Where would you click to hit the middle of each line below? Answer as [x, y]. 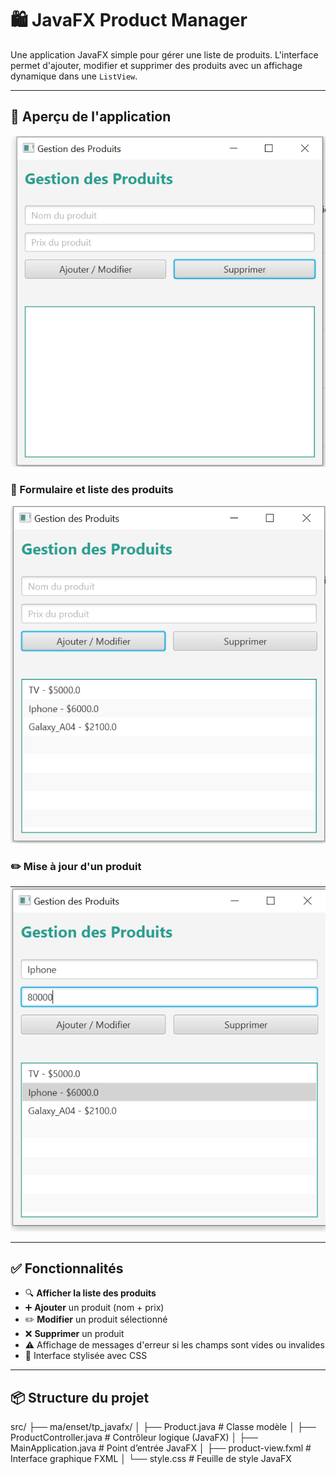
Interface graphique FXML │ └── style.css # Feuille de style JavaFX [151, 1459]
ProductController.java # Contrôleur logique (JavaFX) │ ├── [134, 1438]
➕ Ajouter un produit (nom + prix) [94, 1308]
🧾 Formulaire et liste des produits [92, 489]
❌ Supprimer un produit [74, 1334]
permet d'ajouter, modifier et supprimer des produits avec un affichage [156, 65]
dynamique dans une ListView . [74, 76]
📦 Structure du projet [80, 1397]
